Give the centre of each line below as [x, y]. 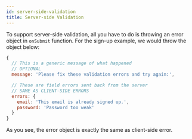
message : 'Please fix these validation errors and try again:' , [93, 75]
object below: [23, 47]
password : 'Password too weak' [56, 107]
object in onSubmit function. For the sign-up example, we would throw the [96, 41]
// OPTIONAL [27, 69]
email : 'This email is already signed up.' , [73, 102]
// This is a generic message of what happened [72, 63]
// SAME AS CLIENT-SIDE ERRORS [50, 91]
